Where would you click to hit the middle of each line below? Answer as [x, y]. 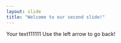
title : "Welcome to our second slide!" [56, 17]
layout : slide [24, 11]
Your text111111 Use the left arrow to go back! [61, 34]
